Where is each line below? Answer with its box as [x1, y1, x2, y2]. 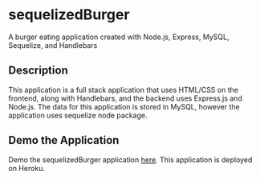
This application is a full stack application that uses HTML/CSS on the [8, 85, 239, 94]
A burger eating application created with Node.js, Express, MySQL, [8, 32, 230, 42]
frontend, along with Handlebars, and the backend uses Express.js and [8, 93, 242, 103]
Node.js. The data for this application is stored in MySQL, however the [8, 101, 240, 111]
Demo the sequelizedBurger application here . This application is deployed [8, 154, 253, 165]
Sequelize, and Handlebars [8, 40, 98, 50]
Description [8, 64, 68, 78]
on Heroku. [8, 163, 46, 173]
